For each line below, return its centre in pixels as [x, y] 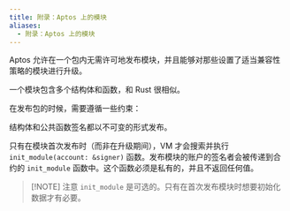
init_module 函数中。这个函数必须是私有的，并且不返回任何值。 [142, 168]
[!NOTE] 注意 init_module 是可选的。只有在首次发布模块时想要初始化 [156, 187]
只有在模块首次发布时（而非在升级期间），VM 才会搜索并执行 [119, 146]
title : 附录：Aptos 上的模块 [58, 17]
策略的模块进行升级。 [48, 71]
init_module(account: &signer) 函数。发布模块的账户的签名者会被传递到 [141, 157]
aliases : [25, 26]
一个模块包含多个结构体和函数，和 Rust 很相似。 [97, 90]
